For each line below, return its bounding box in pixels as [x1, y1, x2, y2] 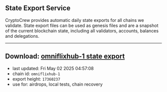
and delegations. [5, 33, 40, 39]
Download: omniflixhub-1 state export [5, 52, 125, 61]
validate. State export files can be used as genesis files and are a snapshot [5, 22, 159, 28]
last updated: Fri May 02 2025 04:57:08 [12, 65, 94, 71]
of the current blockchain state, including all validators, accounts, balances [5, 27, 159, 34]
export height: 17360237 [12, 76, 61, 82]
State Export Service [5, 4, 71, 12]
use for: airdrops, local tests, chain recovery [12, 81, 103, 87]
